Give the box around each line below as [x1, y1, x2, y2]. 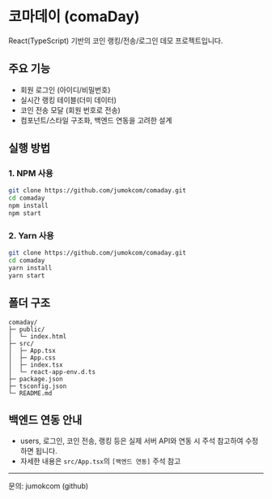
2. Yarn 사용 [8, 230, 54, 241]
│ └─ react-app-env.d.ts [8, 368, 96, 376]
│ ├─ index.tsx [8, 360, 63, 369]
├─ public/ [8, 325, 45, 333]
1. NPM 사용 [8, 168, 54, 179]
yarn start [8, 271, 45, 280]
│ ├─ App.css [8, 354, 57, 362]
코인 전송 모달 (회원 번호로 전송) [19, 105, 121, 114]
